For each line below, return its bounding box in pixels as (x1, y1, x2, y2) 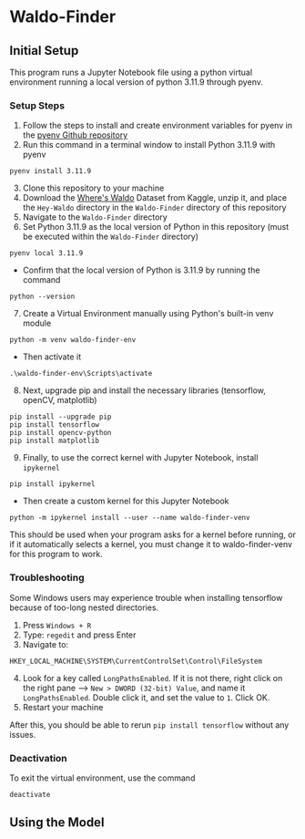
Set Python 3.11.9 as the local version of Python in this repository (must (22, 222, 290, 233)
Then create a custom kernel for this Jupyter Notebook (22, 495, 229, 507)
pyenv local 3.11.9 (9, 249, 84, 258)
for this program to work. (9, 549, 103, 560)
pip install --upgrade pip (9, 412, 112, 421)
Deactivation (9, 751, 68, 764)
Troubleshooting (9, 572, 85, 585)
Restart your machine (22, 701, 104, 712)
